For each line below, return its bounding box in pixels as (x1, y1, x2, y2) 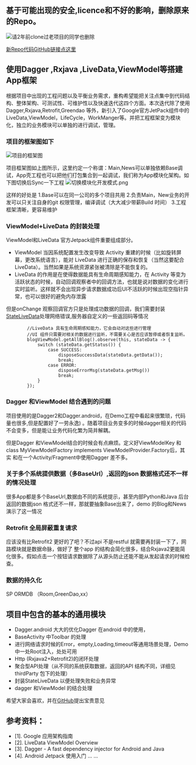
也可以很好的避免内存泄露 (24, 293, 86, 300)
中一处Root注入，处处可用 (14, 648, 77, 655)
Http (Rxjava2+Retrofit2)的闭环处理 (14, 655, 99, 662)
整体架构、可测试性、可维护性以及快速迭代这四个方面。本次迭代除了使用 (16, 99, 190, 107)
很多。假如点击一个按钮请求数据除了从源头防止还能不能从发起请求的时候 (10, 553, 185, 560)
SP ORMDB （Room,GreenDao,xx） (6, 590, 92, 597)
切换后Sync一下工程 (16, 179, 65, 186)
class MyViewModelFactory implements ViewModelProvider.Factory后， (6, 446, 180, 453)
